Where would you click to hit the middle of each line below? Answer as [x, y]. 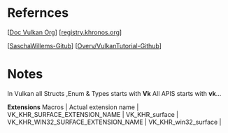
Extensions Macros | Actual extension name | [73, 107]
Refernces [38, 13]
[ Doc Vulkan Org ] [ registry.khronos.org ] [65, 32]
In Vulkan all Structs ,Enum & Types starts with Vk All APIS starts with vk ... [114, 93]
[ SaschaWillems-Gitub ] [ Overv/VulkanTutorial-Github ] [85, 45]
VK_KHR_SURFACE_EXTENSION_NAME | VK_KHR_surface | [93, 114]
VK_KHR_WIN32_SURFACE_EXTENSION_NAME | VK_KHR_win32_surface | [114, 122]
